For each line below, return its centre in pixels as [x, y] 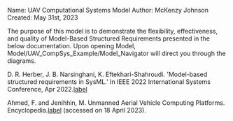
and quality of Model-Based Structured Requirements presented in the [108, 38]
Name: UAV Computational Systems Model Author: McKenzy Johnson [108, 10]
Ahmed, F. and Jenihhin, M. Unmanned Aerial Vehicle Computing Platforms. [116, 103]
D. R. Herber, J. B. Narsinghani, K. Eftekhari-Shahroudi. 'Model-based [107, 74]
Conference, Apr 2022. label [47, 89]
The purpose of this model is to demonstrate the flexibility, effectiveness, [113, 31]
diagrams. [22, 61]
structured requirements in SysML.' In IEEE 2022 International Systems [109, 82]
